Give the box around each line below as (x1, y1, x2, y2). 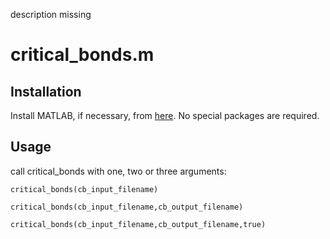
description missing (10, 9, 92, 20)
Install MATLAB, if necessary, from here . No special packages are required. (10, 110, 320, 121)
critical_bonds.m (10, 44, 155, 66)
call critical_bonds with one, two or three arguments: (10, 165, 227, 177)
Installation (10, 83, 82, 100)
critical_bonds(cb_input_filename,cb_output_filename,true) (10, 219, 267, 229)
